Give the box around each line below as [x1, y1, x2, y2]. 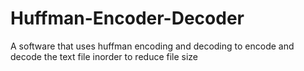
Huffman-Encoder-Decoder [10, 7, 245, 30]
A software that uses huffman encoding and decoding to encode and [10, 40, 295, 52]
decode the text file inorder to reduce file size [10, 50, 199, 62]
